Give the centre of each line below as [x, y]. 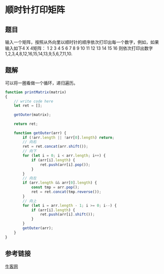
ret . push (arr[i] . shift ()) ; [67, 215]
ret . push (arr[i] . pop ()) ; [65, 165]
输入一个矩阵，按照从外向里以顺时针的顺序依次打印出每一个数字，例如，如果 [82, 42]
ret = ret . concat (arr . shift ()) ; [56, 147]
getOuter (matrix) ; [32, 115]
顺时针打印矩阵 [35, 10]
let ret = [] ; [28, 106]
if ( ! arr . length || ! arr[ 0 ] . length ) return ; [69, 137]
